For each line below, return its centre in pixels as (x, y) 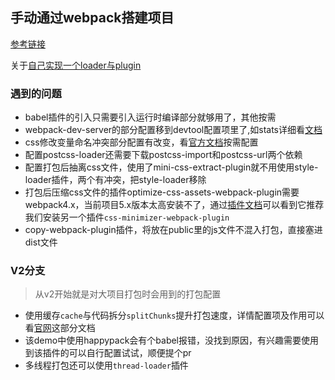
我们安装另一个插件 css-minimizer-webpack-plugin (127, 217)
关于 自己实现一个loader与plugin (76, 65)
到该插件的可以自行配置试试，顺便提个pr (108, 353)
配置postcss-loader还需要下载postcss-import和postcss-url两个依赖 (163, 155)
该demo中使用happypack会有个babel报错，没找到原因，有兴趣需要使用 (172, 340)
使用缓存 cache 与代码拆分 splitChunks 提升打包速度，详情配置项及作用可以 (174, 315)
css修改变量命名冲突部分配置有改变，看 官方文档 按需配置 (141, 142)
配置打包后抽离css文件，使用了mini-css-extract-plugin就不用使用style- (171, 167)
